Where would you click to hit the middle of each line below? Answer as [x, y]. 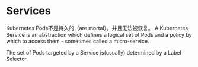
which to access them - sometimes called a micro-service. [78, 41]
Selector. [17, 59]
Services [29, 11]
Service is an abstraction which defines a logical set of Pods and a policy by [99, 34]
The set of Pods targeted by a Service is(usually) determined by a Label [94, 52]
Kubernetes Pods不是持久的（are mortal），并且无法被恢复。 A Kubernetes [97, 28]
